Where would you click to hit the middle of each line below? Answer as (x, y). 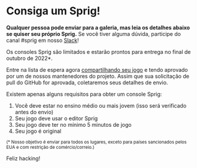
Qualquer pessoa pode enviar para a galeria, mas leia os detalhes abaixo (98, 28)
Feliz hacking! (23, 158)
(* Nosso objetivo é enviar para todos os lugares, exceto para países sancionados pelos (96, 142)
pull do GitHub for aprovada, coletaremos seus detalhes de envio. (87, 83)
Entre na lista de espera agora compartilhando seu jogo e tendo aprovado (97, 69)
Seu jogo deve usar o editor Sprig (56, 118)
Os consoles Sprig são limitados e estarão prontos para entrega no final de (99, 51)
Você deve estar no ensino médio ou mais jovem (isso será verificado (101, 105)
